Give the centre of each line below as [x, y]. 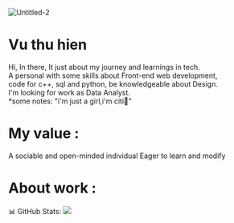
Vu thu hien [47, 45]
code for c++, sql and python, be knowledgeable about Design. [113, 83]
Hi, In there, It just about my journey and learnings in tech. [105, 67]
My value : [44, 134]
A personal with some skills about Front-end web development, [113, 75]
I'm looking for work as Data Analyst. [70, 92]
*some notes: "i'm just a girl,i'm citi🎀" [70, 101]
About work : [52, 188]
